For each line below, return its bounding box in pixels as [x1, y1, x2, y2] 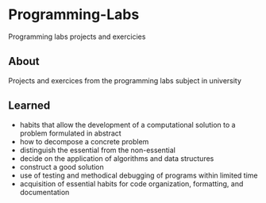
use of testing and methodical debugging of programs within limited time [19, 170, 258, 180]
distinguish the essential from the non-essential [19, 145, 176, 155]
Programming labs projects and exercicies [8, 32, 146, 41]
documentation [19, 187, 70, 197]
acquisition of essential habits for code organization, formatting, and [19, 178, 244, 188]
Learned [8, 99, 51, 113]
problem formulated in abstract [19, 128, 121, 138]
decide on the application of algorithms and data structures [19, 153, 214, 163]
